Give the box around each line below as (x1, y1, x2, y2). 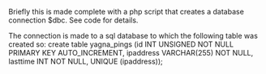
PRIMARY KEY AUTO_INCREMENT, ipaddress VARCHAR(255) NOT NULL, (8, 48, 254, 57)
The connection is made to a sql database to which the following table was (8, 31, 258, 40)
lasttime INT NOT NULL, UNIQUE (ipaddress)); (8, 56, 164, 66)
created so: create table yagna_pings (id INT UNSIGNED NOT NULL (8, 39, 234, 49)
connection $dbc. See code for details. (8, 15, 139, 25)
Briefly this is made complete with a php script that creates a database (8, 7, 245, 16)
